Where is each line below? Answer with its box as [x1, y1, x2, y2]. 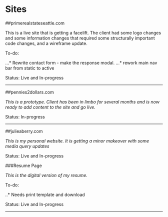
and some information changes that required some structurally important [5, 35, 155, 41]
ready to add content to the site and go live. [5, 104, 96, 110]
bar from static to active [5, 65, 54, 71]
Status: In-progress [5, 113, 45, 119]
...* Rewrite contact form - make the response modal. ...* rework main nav [5, 59, 157, 65]
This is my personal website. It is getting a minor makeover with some [5, 137, 149, 143]
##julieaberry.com [5, 128, 43, 134]
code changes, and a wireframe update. [5, 40, 87, 46]
